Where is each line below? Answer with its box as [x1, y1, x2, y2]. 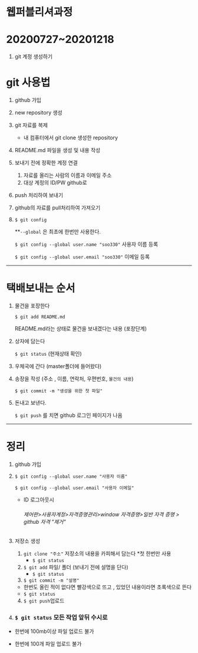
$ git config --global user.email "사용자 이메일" [14, 485, 134, 491]
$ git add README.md [14, 314, 65, 320]
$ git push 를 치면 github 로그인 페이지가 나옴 [14, 412, 123, 419]
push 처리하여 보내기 [14, 192, 64, 199]
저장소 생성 [14, 537, 41, 544]
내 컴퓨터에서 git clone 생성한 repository [23, 134, 118, 142]
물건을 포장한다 [14, 302, 50, 309]
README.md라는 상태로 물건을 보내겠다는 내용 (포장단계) [14, 325, 147, 332]
